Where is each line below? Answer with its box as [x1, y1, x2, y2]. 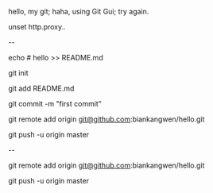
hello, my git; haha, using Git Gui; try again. [8, 7, 149, 16]
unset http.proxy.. [8, 22, 66, 31]
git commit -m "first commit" [8, 99, 102, 108]
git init [8, 68, 29, 78]
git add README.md [8, 83, 75, 93]
